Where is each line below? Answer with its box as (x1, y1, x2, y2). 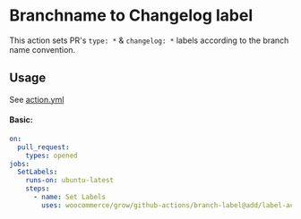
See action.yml (9, 94, 64, 105)
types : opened (25, 151, 78, 160)
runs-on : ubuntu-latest (25, 176, 115, 185)
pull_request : (17, 142, 70, 152)
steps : (25, 184, 50, 193)
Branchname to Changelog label (9, 5, 254, 26)
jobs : (9, 159, 30, 168)
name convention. (9, 44, 76, 55)
